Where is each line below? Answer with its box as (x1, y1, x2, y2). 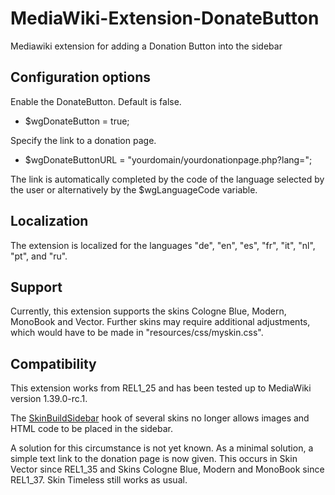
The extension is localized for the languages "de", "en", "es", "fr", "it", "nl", (10, 239, 316, 251)
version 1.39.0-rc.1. (10, 393, 88, 405)
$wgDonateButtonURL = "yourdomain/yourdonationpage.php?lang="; (24, 153, 313, 166)
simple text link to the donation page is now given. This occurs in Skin (10, 453, 298, 465)
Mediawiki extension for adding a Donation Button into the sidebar (10, 40, 283, 52)
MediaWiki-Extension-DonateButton (10, 7, 320, 30)
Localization (10, 213, 89, 230)
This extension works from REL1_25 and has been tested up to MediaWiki (10, 382, 312, 394)
